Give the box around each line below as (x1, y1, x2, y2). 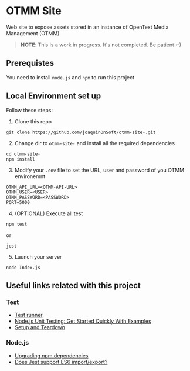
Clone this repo (14, 118, 52, 125)
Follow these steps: (6, 106, 53, 113)
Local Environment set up (6, 91, 101, 101)
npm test (6, 221, 28, 227)
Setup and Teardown (14, 324, 66, 331)
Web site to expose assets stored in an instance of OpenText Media (6, 24, 169, 31)
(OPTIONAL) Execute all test (14, 210, 83, 217)
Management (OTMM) (6, 29, 60, 36)
